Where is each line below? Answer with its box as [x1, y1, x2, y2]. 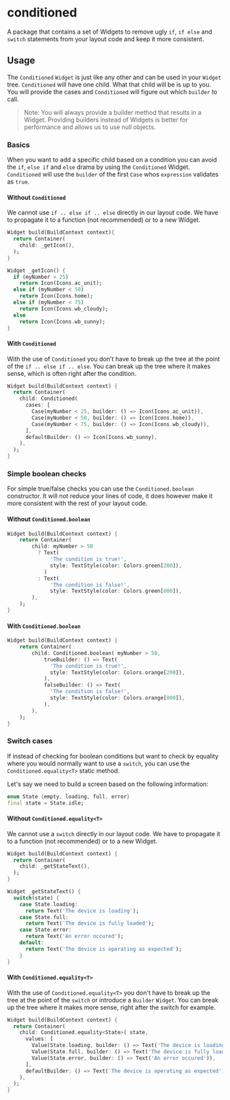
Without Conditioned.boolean [7, 515, 90, 523]
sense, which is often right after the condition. [7, 369, 137, 377]
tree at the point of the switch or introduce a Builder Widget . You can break [7, 996, 219, 1004]
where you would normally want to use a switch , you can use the [7, 759, 190, 767]
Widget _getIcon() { [7, 267, 66, 274]
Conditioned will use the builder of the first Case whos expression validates [7, 170, 219, 179]
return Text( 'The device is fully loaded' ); [25, 920, 155, 927]
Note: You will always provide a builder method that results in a [23, 108, 202, 116]
